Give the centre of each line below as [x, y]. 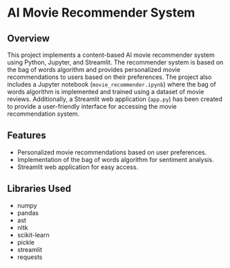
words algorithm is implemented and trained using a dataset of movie [106, 92]
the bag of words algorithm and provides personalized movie [94, 70]
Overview [29, 38]
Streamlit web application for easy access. [77, 167]
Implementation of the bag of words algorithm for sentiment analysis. [115, 159]
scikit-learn [33, 235]
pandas [28, 213]
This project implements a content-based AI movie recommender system [111, 55]
